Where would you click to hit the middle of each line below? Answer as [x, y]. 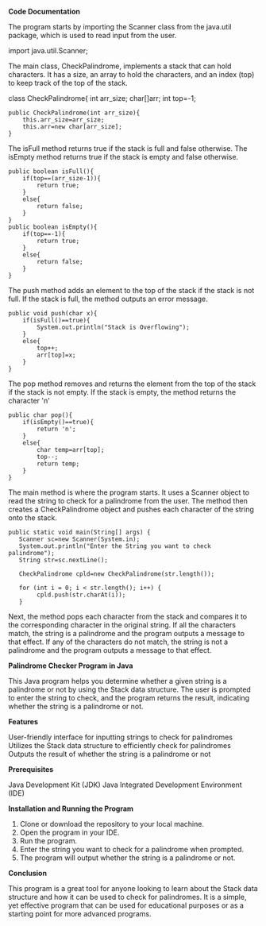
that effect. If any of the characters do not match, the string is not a [118, 642]
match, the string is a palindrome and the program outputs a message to [126, 633]
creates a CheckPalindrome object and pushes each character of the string [131, 509]
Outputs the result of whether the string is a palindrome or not [110, 754]
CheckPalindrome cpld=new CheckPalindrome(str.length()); [117, 574]
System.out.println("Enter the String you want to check [115, 546]
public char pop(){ [40, 415]
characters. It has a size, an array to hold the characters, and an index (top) [131, 74]
